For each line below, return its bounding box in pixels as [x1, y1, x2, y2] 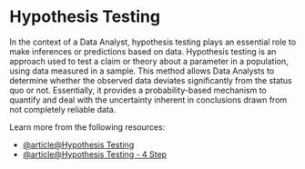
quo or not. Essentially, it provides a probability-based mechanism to [9, 84, 267, 95]
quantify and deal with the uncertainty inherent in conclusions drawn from [9, 94, 288, 105]
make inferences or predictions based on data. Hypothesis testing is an [9, 45, 277, 56]
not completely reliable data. [9, 104, 117, 114]
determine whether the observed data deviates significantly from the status [9, 75, 293, 85]
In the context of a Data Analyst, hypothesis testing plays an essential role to [9, 36, 297, 47]
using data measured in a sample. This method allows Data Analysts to [9, 65, 275, 76]
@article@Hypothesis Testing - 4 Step [22, 148, 167, 160]
